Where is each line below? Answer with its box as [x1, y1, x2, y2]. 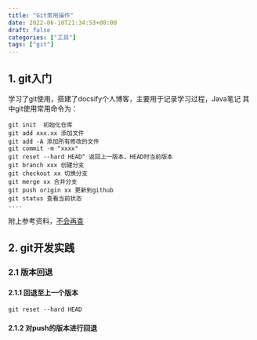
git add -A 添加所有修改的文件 [8, 137, 100, 145]
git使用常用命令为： [14, 104, 78, 113]
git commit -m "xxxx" [8, 144, 79, 152]
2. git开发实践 [8, 241, 75, 255]
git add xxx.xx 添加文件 [8, 129, 85, 137]
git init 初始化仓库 [8, 121, 73, 129]
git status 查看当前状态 [8, 194, 82, 203]
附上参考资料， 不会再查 [8, 216, 84, 225]
